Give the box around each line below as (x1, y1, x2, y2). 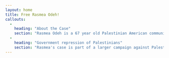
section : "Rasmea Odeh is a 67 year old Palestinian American (14, 31, 147, 36)
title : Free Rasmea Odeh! (5, 12, 59, 17)
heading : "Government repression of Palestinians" (14, 40, 123, 45)
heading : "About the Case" (14, 26, 71, 31)
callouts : (5, 17, 26, 22)
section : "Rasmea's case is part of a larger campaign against (14, 45, 150, 50)
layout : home (5, 7, 33, 13)
